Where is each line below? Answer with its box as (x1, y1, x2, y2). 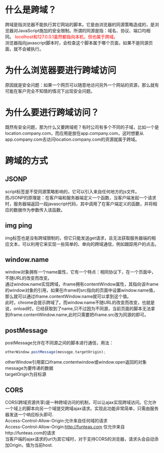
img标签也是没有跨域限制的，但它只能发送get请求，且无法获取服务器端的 (5, 235, 152, 241)
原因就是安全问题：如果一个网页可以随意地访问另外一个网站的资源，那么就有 (5, 82, 159, 88)
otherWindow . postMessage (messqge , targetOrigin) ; (5, 350, 106, 355)
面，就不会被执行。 (5, 46, 44, 52)
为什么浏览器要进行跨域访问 (5, 65, 117, 76)
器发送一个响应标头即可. (5, 411, 54, 417)
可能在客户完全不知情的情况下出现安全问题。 (5, 88, 95, 94)
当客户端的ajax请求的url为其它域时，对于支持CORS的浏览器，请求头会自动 (5, 436, 155, 442)
